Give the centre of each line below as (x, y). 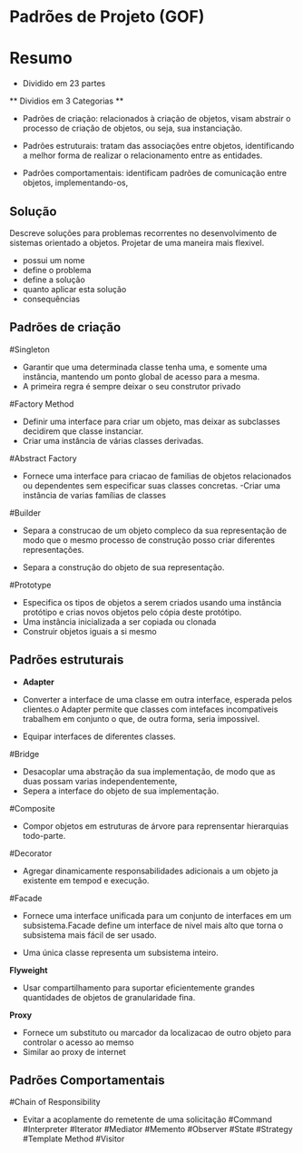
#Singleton (29, 349)
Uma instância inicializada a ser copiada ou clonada (119, 621)
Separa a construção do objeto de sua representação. (123, 567)
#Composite (33, 808)
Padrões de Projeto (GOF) (107, 17)
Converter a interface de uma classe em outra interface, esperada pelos (157, 699)
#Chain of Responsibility (55, 1102)
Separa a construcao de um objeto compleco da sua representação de (155, 530)
